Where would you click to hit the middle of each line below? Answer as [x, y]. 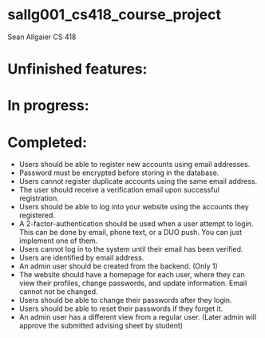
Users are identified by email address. [81, 258]
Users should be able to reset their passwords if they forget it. [121, 308]
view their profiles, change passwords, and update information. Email [133, 283]
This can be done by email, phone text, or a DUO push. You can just [131, 233]
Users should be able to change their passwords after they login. [125, 300]
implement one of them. [58, 241]
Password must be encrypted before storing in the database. [119, 173]
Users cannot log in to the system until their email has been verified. [131, 249]
